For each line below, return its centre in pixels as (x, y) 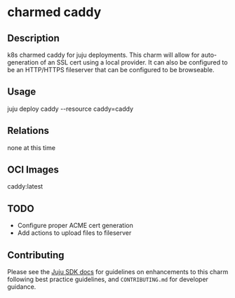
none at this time (32, 147)
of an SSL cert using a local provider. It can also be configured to (134, 62)
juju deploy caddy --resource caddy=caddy (70, 109)
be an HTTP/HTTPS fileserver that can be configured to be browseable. (111, 70)
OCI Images (33, 170)
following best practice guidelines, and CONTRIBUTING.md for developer (108, 279)
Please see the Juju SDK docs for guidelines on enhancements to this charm (118, 272)
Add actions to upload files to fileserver (74, 233)
